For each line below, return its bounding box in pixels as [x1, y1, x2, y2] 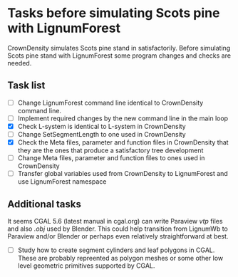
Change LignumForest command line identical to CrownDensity [17, 98, 204, 107]
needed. [7, 58, 32, 67]
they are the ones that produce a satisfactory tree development [17, 146, 204, 155]
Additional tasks [7, 198, 82, 210]
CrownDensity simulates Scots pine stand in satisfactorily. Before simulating [7, 43, 231, 52]
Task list [7, 80, 46, 92]
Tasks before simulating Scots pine [7, 5, 220, 21]
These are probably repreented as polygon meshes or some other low [17, 254, 224, 263]
